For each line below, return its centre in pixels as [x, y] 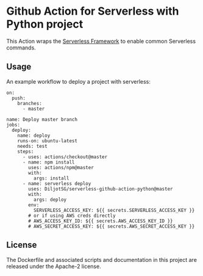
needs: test [32, 146]
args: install [51, 178]
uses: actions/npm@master [61, 167]
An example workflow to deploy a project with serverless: [78, 81]
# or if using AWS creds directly [72, 216]
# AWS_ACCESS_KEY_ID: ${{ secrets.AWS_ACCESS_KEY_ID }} [101, 221]
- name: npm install [48, 162]
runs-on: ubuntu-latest [48, 141]
